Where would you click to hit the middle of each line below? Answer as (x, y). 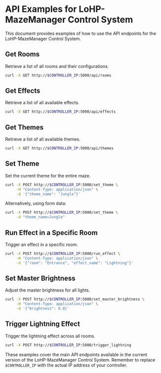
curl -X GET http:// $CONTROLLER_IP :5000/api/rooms (58, 75)
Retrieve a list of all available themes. (43, 139)
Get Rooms (22, 54)
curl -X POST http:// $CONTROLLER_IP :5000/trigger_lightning (68, 345)
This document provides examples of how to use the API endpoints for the (81, 33)
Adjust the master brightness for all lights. (48, 290)
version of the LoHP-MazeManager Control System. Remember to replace (80, 360)
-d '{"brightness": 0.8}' (43, 309)
